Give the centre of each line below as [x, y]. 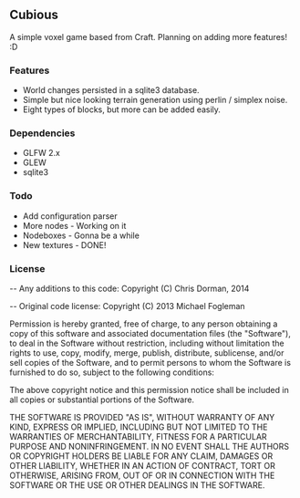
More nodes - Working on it [74, 225]
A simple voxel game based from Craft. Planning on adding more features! [148, 36]
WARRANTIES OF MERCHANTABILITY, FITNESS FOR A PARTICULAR [138, 436]
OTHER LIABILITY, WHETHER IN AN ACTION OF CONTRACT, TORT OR [142, 466]
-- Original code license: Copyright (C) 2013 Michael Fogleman [127, 306]
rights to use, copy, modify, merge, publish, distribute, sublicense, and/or [147, 353]
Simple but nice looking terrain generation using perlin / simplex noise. [155, 100]
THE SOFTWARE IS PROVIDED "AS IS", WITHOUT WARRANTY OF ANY [142, 417]
